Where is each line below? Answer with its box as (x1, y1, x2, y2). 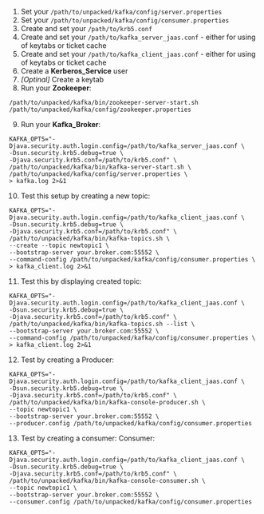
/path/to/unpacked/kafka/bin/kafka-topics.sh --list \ (9, 320, 195, 328)
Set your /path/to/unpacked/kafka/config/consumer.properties (20, 15, 230, 25)
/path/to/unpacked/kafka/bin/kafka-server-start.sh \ (9, 163, 192, 171)
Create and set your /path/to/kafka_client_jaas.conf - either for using (20, 50, 256, 58)
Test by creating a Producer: (20, 355, 115, 365)
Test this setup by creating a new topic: (20, 191, 151, 201)
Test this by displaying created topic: (20, 277, 142, 286)
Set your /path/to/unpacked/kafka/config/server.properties (20, 7, 223, 16)
